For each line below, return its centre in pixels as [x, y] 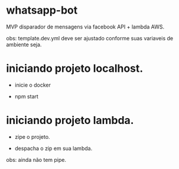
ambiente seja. [24, 44]
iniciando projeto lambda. [70, 121]
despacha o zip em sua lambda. [53, 148]
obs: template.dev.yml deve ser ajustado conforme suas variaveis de [89, 38]
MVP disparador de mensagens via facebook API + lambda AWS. [85, 27]
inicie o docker [33, 85]
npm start [26, 96]
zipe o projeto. [32, 136]
